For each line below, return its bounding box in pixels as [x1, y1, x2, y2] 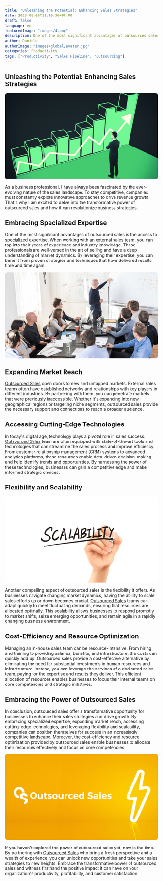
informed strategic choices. [5, 469, 60, 475]
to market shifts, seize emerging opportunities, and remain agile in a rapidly [5, 613, 156, 619]
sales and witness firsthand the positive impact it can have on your [5, 865, 139, 871]
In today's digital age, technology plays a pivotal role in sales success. [5, 433, 146, 439]
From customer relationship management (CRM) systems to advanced [5, 449, 146, 455]
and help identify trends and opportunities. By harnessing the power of [5, 459, 147, 465]
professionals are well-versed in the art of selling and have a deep [5, 247, 137, 253]
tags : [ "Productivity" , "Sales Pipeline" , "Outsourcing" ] [5, 54, 125, 59]
